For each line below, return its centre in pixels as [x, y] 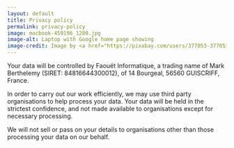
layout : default [31, 14]
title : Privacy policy [40, 20]
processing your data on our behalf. [58, 137]
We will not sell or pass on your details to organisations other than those [111, 130]
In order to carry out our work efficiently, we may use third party [99, 94]
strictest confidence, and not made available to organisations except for [110, 109]
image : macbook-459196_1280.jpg [54, 33]
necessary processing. [40, 116]
